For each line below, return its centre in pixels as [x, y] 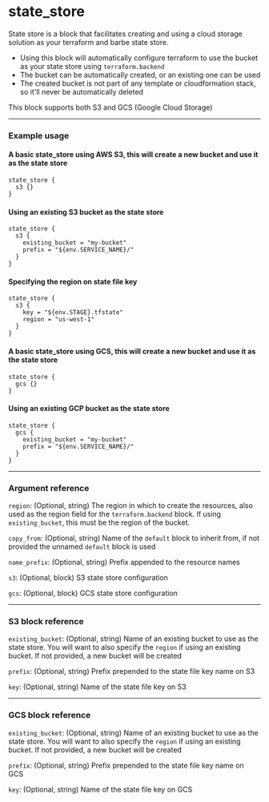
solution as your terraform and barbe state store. [89, 42]
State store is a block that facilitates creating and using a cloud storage [125, 34]
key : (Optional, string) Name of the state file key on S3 [97, 687]
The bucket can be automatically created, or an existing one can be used [140, 75]
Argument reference [49, 488]
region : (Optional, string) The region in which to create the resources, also [131, 506]
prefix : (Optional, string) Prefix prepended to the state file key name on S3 [132, 671]
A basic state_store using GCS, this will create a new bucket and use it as [132, 352]
